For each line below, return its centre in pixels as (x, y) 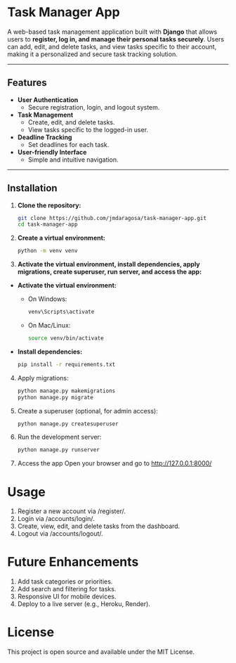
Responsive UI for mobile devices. (67, 597)
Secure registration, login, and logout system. (94, 107)
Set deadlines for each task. (68, 144)
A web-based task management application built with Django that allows (112, 32)
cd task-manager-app (47, 225)
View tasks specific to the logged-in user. (88, 129)
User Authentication (48, 100)
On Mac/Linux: (49, 326)
